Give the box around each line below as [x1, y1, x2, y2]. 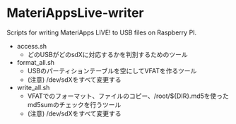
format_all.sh [16, 58, 54, 66]
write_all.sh [16, 83, 50, 92]
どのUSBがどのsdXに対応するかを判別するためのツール [27, 50, 188, 58]
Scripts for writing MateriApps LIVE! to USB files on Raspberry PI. [6, 28, 197, 37]
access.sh [16, 42, 47, 50]
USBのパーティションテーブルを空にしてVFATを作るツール [27, 66, 197, 75]
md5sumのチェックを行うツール [27, 100, 122, 108]
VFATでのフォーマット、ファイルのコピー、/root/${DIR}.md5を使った [27, 92, 229, 100]
